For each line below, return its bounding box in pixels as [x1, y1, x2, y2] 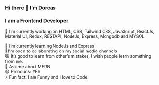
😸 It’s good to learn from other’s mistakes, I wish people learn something [5, 53, 152, 59]
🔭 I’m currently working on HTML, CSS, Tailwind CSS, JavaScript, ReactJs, [5, 29, 155, 34]
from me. [5, 58, 23, 65]
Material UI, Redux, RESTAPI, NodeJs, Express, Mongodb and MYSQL [5, 34, 145, 39]
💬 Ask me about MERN [5, 64, 51, 69]
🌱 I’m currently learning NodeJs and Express [5, 43, 95, 49]
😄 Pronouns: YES [5, 69, 41, 75]
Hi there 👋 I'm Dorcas [5, 4, 56, 11]
